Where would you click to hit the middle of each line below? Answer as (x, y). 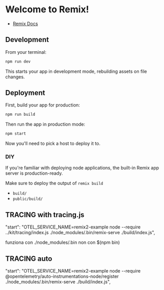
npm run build (20, 115)
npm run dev (18, 61)
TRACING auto (29, 258)
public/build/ (28, 199)
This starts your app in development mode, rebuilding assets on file (76, 71)
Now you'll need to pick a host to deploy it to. (53, 143)
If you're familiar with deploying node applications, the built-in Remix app (82, 168)
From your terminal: (26, 52)
